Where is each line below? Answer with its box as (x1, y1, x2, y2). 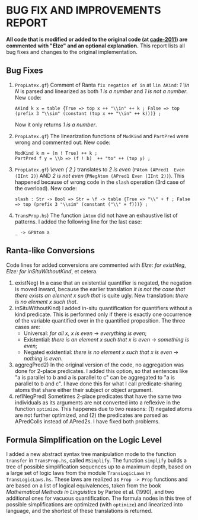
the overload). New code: (14, 184, 77, 192)
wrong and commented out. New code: (14, 139, 111, 146)
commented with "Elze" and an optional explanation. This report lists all (6, 42, 186, 49)
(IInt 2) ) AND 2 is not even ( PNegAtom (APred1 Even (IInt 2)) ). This (14, 172, 185, 179)
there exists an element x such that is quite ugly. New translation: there (14, 292, 189, 299)
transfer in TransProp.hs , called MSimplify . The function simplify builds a (6, 457, 187, 464)
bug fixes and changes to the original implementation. (6, 48, 138, 55)
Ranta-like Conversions (6, 245, 95, 256)
